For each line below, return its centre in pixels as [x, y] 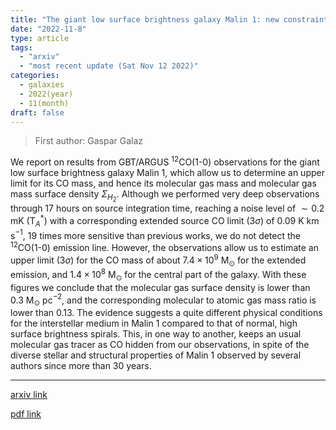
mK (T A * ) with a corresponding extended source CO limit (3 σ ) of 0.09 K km [165, 221]
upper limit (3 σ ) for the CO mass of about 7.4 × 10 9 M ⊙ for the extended [158, 260]
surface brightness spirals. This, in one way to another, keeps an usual [156, 334]
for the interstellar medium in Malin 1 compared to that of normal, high [154, 323]
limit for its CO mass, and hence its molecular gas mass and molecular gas [163, 183]
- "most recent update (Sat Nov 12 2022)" [109, 66]
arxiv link [29, 395]
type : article [40, 38]
